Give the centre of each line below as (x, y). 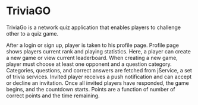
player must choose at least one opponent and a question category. (89, 64)
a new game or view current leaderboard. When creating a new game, (92, 58)
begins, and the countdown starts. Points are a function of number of (91, 89)
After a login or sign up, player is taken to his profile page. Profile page (93, 45)
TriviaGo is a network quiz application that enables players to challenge (94, 27)
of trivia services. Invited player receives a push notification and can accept (99, 77)
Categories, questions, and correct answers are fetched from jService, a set (99, 70)
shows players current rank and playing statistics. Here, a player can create (99, 51)
